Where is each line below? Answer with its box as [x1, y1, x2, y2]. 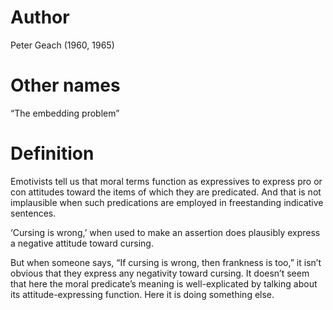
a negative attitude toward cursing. [10, 237, 154, 249]
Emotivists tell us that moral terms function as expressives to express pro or [10, 175, 323, 187]
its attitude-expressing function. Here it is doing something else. [10, 288, 275, 300]
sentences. [10, 207, 57, 219]
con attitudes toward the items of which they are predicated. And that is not [10, 186, 322, 198]
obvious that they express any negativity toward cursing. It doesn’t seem [10, 267, 310, 279]
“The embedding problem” [10, 107, 120, 119]
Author [10, 6, 70, 29]
